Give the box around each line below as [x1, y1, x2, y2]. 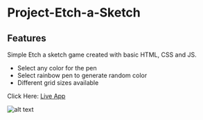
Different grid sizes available [17, 79, 99, 87]
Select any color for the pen [17, 64, 97, 72]
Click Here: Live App [7, 92, 66, 100]
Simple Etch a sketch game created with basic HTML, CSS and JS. [7, 50, 197, 59]
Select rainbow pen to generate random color [17, 71, 148, 79]
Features [7, 32, 46, 44]
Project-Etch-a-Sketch [7, 5, 141, 21]
